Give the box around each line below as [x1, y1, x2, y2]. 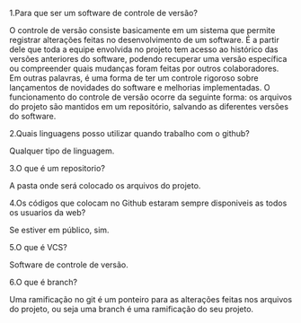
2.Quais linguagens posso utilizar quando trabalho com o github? [9, 128, 250, 138]
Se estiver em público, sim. [9, 224, 110, 235]
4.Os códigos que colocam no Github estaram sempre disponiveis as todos [9, 197, 288, 208]
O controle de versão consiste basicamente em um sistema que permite [9, 25, 276, 35]
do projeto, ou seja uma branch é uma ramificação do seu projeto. [9, 304, 254, 314]
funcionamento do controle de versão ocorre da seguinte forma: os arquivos [9, 92, 292, 102]
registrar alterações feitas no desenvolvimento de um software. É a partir [9, 35, 280, 45]
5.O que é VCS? [9, 242, 67, 252]
